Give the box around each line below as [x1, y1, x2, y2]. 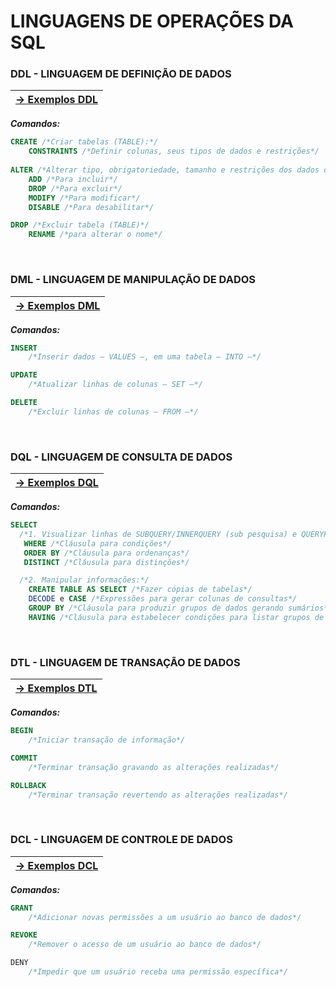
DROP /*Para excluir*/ [28, 183, 123, 194]
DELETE [10, 398, 38, 408]
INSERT [10, 343, 38, 353]
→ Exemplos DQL [15, 476, 99, 490]
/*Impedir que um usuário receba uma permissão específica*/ [28, 967, 288, 977]
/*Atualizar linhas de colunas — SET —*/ [28, 380, 203, 390]
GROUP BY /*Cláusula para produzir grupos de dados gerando [28, 603, 284, 614]
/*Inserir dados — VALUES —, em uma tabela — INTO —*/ [28, 352, 262, 362]
